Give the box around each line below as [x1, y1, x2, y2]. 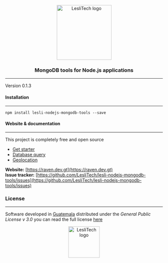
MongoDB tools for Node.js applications [34, 67, 133, 74]
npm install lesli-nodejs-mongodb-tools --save [5, 110, 106, 115]
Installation [5, 94, 29, 100]
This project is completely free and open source [5, 136, 104, 142]
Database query [12, 151, 46, 157]
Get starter [12, 146, 35, 152]
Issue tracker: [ [5, 172, 37, 178]
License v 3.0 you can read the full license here [5, 216, 103, 222]
